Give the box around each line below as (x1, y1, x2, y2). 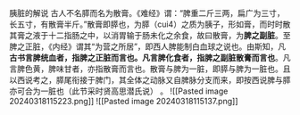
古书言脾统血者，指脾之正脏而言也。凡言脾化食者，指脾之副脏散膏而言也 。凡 (9, 53, 291, 62)
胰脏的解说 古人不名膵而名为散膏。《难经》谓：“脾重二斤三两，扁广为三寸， (9, 8, 286, 18)
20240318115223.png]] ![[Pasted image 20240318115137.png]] (9, 96, 238, 106)
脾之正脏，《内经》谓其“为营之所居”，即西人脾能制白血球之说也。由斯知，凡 (9, 41, 287, 52)
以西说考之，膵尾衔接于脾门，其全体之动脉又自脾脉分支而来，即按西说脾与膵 (9, 75, 291, 85)
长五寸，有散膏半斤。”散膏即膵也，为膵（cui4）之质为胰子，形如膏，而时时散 (9, 19, 291, 29)
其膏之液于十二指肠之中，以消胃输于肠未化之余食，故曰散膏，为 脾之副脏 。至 (9, 30, 291, 40)
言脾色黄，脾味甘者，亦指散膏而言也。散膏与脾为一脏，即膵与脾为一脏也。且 (9, 63, 291, 74)
